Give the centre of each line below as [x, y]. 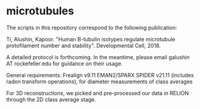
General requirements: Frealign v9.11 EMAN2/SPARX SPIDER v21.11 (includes [100, 75]
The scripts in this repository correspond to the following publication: [92, 28]
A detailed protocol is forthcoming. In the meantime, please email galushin [98, 57]
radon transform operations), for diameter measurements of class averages [100, 81]
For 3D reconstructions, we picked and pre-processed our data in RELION [98, 93]
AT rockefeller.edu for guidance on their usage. [65, 63]
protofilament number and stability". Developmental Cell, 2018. [83, 46]
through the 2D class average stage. [51, 99]
